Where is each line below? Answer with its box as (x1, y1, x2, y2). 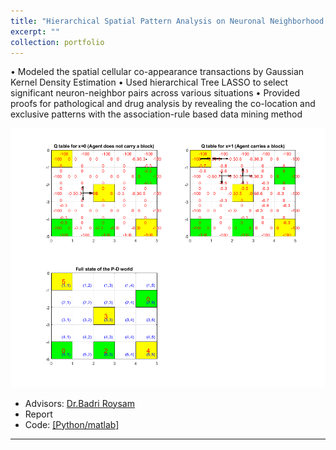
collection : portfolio (10, 37, 105, 47)
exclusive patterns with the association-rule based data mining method (10, 108, 303, 120)
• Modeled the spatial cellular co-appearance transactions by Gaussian (10, 66, 305, 78)
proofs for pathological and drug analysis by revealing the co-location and (10, 98, 316, 110)
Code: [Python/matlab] (24, 418, 120, 430)
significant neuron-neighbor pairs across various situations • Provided (10, 87, 301, 99)
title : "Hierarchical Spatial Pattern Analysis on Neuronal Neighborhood (10, 16, 325, 26)
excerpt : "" (10, 26, 60, 37)
